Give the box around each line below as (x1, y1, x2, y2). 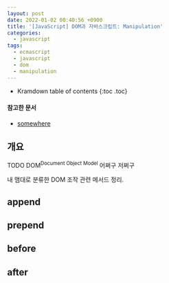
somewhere (16, 119, 51, 128)
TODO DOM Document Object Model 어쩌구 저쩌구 (7, 159, 135, 169)
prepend (7, 219, 45, 231)
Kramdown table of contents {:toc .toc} (16, 87, 128, 95)
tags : (7, 42, 23, 49)
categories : (7, 29, 41, 37)
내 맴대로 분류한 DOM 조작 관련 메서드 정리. (7, 175, 124, 184)
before (7, 243, 36, 255)
